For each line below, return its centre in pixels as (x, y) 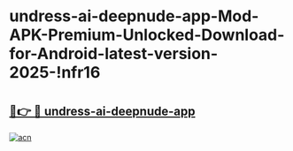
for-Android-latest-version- (114, 54)
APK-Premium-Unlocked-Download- (147, 35)
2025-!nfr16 (55, 73)
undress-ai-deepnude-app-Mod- (134, 16)
